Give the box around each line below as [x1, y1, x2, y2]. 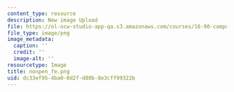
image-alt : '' [13, 55, 54, 62]
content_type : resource [7, 10, 77, 17]
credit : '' [13, 49, 45, 56]
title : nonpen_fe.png [7, 68, 70, 75]
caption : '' [13, 42, 49, 49]
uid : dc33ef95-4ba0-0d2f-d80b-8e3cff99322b [7, 74, 136, 82]
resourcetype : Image [7, 62, 68, 68]
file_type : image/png [7, 29, 70, 37]
